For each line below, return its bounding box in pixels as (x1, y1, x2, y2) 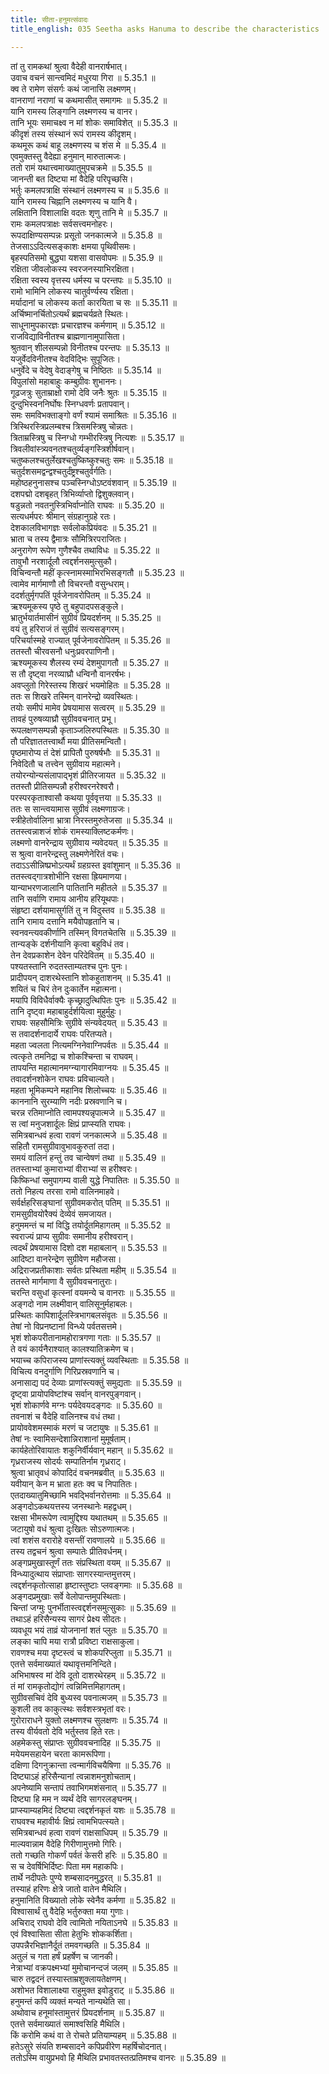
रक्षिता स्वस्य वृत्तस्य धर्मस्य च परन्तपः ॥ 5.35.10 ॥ (10, 274, 172, 286)
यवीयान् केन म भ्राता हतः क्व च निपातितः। (10, 1477, 138, 1490)
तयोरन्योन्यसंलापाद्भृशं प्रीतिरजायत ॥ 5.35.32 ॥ (10, 769, 166, 781)
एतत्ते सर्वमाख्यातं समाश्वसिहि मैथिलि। (10, 2017, 127, 2030)
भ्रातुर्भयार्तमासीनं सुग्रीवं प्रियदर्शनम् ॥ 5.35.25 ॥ (10, 611, 161, 623)
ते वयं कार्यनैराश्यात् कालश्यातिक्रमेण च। (10, 1342, 135, 1355)
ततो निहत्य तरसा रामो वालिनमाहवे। (10, 1185, 121, 1197)
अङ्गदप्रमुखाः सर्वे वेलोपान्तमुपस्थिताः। (10, 1590, 127, 1602)
